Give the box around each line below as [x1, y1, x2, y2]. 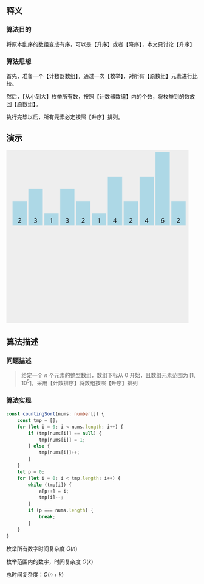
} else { [28, 443, 50, 449]
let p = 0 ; [17, 468, 45, 475]
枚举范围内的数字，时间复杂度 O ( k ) [6, 558, 93, 565]
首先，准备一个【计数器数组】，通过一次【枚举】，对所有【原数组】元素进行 [6, 72, 192, 79]
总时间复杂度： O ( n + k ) [6, 571, 64, 578]
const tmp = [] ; [17, 417, 59, 423]
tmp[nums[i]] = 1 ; [38, 437, 86, 443]
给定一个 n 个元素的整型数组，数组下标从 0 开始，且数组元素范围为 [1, [21, 371, 195, 379]
